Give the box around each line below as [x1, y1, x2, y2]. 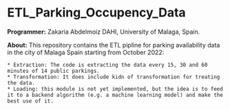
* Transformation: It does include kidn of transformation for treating [7, 74, 220, 80]
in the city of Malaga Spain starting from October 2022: [7, 48, 165, 56]
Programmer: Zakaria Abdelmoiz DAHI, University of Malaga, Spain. [7, 27, 200, 36]
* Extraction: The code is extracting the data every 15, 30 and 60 [7, 61, 208, 68]
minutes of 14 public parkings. [7, 67, 100, 74]
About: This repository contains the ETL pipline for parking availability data [7, 41, 220, 49]
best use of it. [7, 98, 54, 104]
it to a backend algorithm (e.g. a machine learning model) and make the [7, 91, 224, 98]
